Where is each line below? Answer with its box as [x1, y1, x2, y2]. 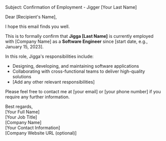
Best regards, [5, 104, 33, 109]
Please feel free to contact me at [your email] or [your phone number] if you [5, 89, 161, 94]
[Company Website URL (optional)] [5, 130, 77, 136]
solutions [12, 74, 31, 79]
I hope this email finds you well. [5, 23, 70, 29]
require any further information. [5, 94, 70, 100]
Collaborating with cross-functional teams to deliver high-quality [12, 68, 146, 74]
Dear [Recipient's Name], [5, 14, 57, 19]
